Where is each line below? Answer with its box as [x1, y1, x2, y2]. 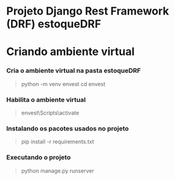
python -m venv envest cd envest [21, 80, 106, 87]
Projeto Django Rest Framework [6, 4, 170, 18]
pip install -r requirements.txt [21, 138, 94, 145]
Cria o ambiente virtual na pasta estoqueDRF [6, 67, 141, 75]
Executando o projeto [6, 153, 71, 162]
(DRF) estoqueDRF [6, 17, 101, 31]
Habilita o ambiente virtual [6, 95, 86, 104]
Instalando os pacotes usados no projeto [6, 124, 129, 133]
